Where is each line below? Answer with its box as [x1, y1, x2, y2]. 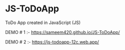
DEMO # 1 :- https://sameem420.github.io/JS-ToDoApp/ [5, 29, 120, 35]
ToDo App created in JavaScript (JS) [5, 19, 81, 25]
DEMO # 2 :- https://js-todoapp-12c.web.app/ [5, 38, 99, 45]
